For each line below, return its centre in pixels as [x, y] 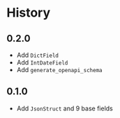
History [29, 13]
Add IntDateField [42, 62]
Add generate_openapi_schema [59, 70]
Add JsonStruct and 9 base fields [65, 108]
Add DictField [37, 55]
